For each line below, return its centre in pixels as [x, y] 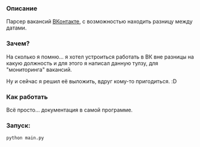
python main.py [25, 138]
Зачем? [18, 43]
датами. [17, 28]
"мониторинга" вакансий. [39, 69]
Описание [22, 8]
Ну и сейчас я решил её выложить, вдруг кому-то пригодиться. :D [92, 81]
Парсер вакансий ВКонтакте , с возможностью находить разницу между [100, 22]
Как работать [27, 96]
